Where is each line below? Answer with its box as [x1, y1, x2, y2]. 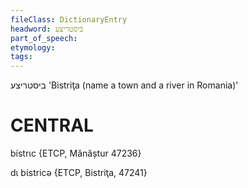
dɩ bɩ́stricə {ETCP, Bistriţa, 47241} [10, 167, 148, 179]
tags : [10, 52, 33, 62]
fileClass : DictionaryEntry [10, 14, 128, 25]
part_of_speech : [10, 33, 78, 43]
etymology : [10, 42, 56, 53]
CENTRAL [10, 114, 94, 137]
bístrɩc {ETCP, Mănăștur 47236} [10, 147, 142, 160]
